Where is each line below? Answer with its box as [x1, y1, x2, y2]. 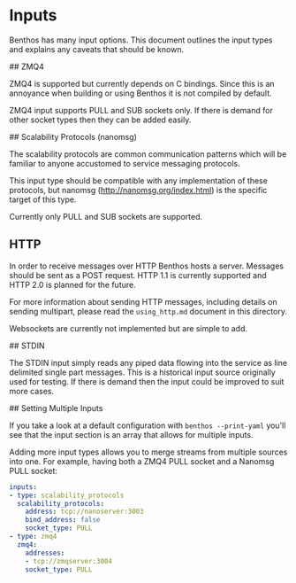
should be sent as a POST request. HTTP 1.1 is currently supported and [9, 269, 267, 280]
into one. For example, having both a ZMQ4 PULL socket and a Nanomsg [9, 455, 275, 466]
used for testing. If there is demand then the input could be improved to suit [9, 376, 285, 386]
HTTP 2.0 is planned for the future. [9, 279, 136, 290]
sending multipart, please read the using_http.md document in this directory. [9, 306, 288, 316]
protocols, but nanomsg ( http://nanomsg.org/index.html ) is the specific [9, 184, 268, 195]
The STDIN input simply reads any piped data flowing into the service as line [9, 357, 288, 368]
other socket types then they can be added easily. [9, 114, 192, 125]
